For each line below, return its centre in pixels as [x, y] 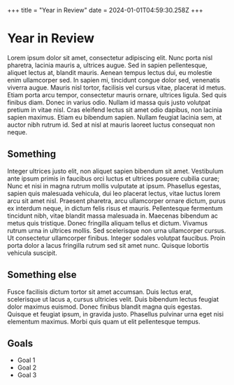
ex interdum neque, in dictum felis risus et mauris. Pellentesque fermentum [115, 208]
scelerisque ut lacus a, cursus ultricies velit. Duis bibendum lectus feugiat [113, 299]
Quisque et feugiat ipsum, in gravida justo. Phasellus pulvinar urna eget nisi [116, 314]
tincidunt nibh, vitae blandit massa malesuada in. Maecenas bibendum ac [113, 216]
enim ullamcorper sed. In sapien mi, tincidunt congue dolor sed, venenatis [114, 80]
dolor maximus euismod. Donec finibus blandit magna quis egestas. [105, 307]
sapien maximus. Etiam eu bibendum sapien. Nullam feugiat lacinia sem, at [115, 117]
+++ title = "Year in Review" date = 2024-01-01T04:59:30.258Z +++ [105, 10]
